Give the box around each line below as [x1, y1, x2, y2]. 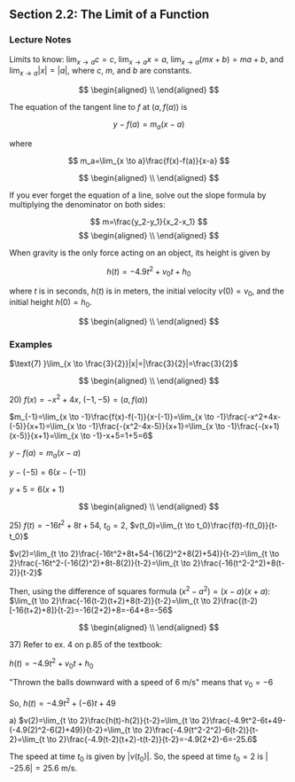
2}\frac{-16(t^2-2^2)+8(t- [192, 558, 285, 568]
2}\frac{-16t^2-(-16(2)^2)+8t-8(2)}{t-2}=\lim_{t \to [9, 558, 191, 568]
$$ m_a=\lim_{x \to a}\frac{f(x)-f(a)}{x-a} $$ [67, 155, 230, 167]
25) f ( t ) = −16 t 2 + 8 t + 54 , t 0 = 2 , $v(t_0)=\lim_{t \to [9, 518, 195, 533]
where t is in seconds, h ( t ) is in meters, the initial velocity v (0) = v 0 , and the [9, 285, 285, 298]
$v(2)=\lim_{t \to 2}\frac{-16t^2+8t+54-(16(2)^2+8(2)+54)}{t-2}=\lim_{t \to [9, 549, 280, 559]
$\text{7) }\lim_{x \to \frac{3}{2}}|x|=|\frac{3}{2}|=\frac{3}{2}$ [9, 358, 239, 369]
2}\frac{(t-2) [212, 595, 259, 606]
